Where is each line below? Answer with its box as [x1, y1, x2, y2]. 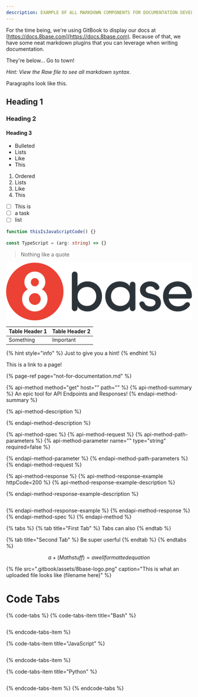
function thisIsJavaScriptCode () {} [6, 229, 96, 235]
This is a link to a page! [6, 361, 62, 368]
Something [8, 336, 35, 343]
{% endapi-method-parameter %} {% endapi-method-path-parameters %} [6, 455, 189, 462]
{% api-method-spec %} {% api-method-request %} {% [6, 430, 143, 437]
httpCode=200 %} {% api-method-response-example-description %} [6, 479, 176, 486]
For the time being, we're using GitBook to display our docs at [6, 27, 156, 34]
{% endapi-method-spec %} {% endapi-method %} [6, 513, 132, 520]
